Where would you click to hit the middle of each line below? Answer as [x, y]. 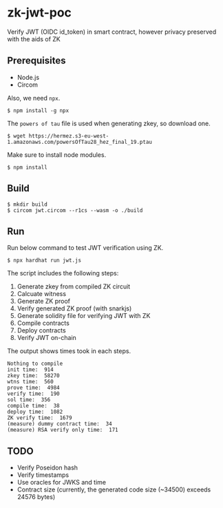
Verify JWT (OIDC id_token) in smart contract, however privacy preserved [112, 32]
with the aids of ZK [34, 39]
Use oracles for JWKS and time [62, 483]
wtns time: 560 [30, 382]
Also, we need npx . [34, 98]
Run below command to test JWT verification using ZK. [85, 248]
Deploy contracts [42, 330]
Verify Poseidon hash [47, 468]
